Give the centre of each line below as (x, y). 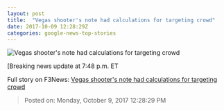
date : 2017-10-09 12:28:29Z (48, 26)
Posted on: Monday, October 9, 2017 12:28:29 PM (95, 101)
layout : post (26, 14)
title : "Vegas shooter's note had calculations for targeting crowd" (111, 20)
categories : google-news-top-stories (62, 33)
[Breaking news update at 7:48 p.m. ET (63, 66)
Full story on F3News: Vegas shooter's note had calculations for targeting (112, 80)
